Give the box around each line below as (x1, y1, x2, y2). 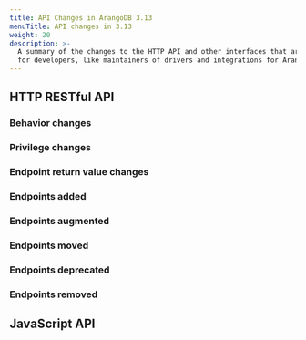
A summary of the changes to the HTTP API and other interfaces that (17, 47, 287, 57)
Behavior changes (9, 117, 92, 129)
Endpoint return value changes (9, 166, 149, 179)
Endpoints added (9, 191, 87, 203)
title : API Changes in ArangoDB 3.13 (9, 13, 153, 23)
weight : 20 (9, 30, 51, 39)
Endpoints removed (9, 288, 98, 301)
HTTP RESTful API (9, 89, 115, 105)
